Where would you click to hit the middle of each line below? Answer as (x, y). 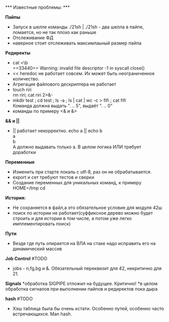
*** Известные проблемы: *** (37, 7)
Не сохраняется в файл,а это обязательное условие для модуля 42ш (87, 208)
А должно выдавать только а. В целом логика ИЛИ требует (77, 147)
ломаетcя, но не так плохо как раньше (54, 32)
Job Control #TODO (26, 258)
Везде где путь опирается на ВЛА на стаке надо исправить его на (84, 243)
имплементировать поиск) (41, 224)
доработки (24, 152)
